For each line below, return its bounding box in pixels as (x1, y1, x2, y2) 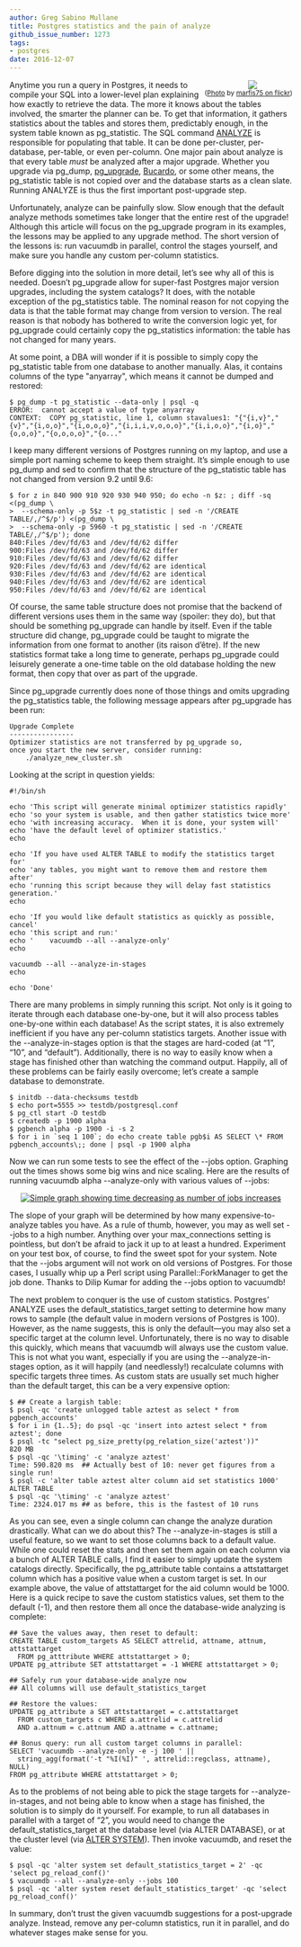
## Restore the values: (9, 1700, 99, 1709)
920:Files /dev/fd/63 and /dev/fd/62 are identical (9, 562, 207, 571)
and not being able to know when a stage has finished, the (49, 1796, 265, 1806)
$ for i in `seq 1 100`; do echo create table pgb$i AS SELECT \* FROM (9, 1132, 283, 1141)
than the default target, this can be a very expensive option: (9, 1380, 231, 1390)
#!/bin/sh (9, 787, 47, 796)
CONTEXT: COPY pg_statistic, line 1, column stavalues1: (9, 414, 231, 423)
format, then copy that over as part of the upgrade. (9, 668, 198, 679)
